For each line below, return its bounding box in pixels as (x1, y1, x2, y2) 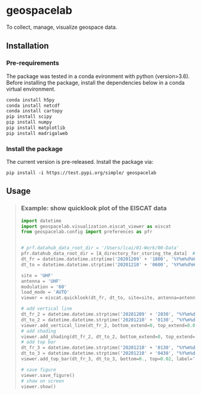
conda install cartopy (6, 108, 63, 114)
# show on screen (20, 378, 65, 384)
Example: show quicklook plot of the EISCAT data (20, 204, 167, 213)
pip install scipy (6, 113, 52, 120)
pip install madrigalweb (6, 130, 68, 136)
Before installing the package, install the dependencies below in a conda (6, 79, 185, 86)
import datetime (20, 217, 62, 224)
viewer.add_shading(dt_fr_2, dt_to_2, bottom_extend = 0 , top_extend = (20, 334, 196, 340)
